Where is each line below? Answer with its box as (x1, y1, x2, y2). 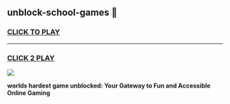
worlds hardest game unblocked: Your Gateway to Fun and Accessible (7, 81, 211, 90)
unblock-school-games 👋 (7, 7, 118, 18)
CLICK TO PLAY (7, 27, 60, 37)
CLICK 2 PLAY (7, 53, 55, 62)
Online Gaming (7, 88, 51, 96)
